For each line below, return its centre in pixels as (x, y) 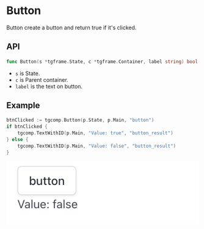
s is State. (27, 73)
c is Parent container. (42, 79)
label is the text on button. (49, 86)
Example (23, 105)
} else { (17, 140)
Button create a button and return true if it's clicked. (71, 27)
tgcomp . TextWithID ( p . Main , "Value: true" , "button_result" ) (95, 133)
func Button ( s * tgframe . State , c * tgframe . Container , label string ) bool (102, 62)
